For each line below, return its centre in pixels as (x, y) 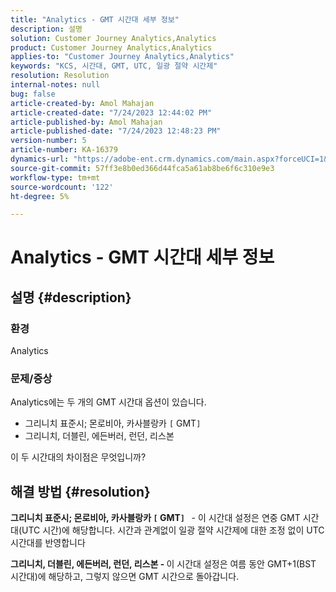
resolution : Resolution (60, 76)
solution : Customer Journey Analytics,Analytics (113, 38)
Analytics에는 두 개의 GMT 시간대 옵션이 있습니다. (108, 402)
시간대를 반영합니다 (48, 543)
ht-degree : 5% (40, 196)
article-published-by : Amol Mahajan (86, 122)
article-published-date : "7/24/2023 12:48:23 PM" (116, 131)
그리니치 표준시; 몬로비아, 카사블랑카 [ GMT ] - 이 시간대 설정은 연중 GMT (155, 518)
